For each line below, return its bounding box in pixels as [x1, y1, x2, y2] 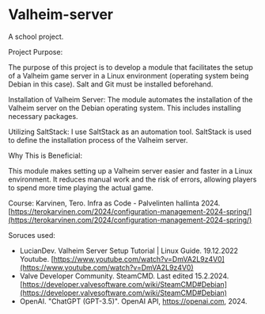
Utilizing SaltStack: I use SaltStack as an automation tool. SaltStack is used [8, 127, 252, 136]
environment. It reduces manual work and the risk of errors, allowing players [8, 174, 257, 184]
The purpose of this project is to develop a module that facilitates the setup [8, 62, 253, 72]
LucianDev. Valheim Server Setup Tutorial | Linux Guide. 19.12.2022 [19, 246, 239, 255]
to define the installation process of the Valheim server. [8, 135, 188, 144]
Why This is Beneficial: [8, 151, 83, 160]
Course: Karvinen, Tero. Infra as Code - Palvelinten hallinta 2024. [8, 198, 221, 208]
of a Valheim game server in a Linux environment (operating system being [8, 71, 249, 80]
